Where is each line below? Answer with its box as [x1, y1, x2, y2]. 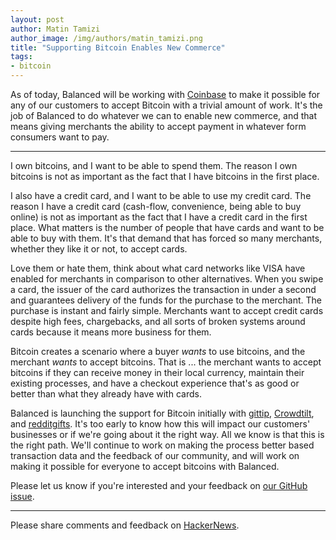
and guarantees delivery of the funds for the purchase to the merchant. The [10, 294, 323, 306]
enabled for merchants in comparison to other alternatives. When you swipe [10, 273, 324, 285]
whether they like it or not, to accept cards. [10, 243, 188, 255]
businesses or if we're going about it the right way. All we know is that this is [10, 429, 325, 440]
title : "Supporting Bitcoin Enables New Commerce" [10, 42, 226, 53]
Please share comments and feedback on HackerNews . [10, 519, 240, 531]
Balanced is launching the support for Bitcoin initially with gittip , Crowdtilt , [10, 407, 315, 419]
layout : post [10, 14, 65, 25]
